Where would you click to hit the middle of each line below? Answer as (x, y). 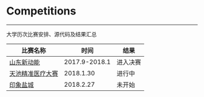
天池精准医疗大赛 (34, 74)
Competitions (41, 11)
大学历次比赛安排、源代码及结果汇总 (52, 34)
